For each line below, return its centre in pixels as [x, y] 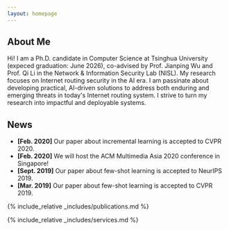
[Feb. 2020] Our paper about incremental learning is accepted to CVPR [119, 141]
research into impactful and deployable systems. [77, 103]
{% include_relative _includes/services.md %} [73, 220]
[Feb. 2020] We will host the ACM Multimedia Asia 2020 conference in [119, 156]
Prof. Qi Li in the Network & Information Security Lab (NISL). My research [112, 73]
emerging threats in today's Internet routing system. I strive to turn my [107, 95]
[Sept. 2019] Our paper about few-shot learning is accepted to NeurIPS [120, 171]
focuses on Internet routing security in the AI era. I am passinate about [108, 81]
